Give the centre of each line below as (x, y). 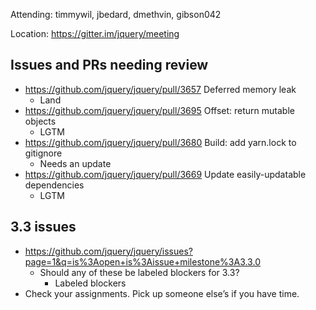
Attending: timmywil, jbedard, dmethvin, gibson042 (116, 14)
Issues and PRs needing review (109, 65)
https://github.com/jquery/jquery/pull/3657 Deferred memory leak (160, 89)
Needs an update (75, 163)
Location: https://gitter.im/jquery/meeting (95, 33)
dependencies (54, 185)
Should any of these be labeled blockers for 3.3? (139, 272)
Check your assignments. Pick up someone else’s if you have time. (162, 293)
